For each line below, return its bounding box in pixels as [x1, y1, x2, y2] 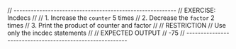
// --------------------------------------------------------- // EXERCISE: [7, 6, 216, 14]
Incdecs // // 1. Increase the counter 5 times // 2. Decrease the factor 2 [7, 13, 215, 22]
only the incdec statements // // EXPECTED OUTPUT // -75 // [7, 28, 186, 37]
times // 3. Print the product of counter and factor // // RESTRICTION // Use [7, 21, 227, 29]
